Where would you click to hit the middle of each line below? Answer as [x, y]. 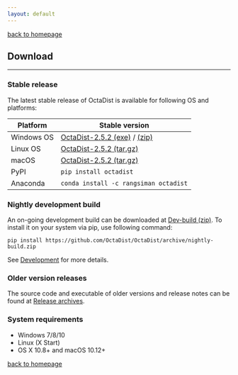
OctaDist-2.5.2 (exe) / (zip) [107, 137]
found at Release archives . [46, 301]
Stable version [124, 125]
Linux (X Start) [39, 342]
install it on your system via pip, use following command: [90, 228]
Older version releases [47, 278]
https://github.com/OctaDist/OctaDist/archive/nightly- [129, 241]
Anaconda [28, 183]
